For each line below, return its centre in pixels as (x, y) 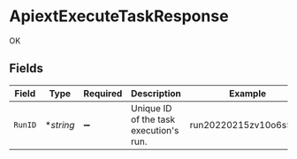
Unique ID (152, 108)
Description (156, 93)
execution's (155, 130)
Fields (27, 68)
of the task (153, 119)
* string (60, 125)
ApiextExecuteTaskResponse (119, 16)
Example (248, 93)
